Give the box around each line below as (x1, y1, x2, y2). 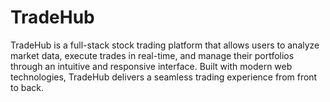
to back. (10, 81, 45, 93)
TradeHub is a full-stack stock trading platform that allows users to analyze (10, 39, 320, 51)
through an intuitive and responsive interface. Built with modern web (10, 60, 293, 72)
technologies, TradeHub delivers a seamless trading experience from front (10, 71, 318, 83)
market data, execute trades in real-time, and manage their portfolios (10, 49, 295, 61)
